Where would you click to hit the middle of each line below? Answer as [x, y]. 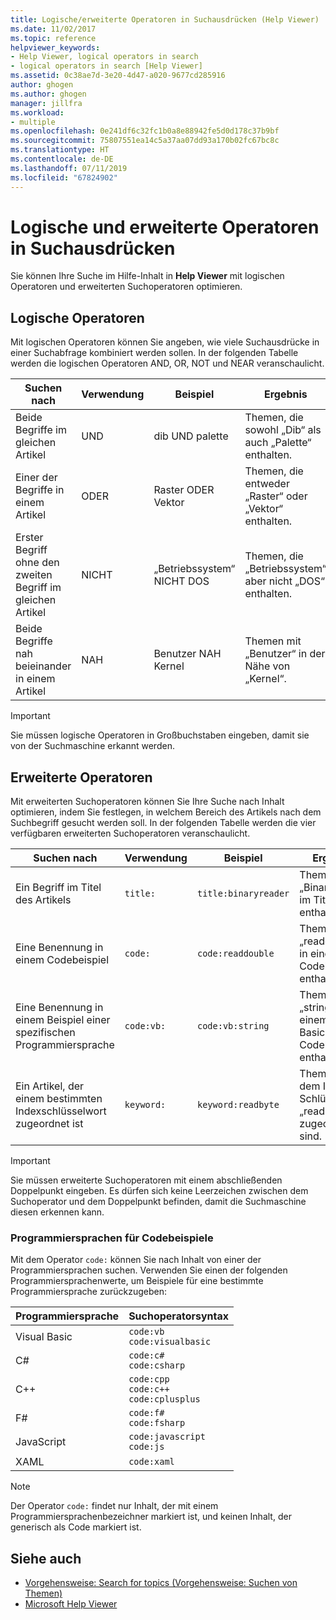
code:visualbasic [170, 1342]
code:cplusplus [164, 1399]
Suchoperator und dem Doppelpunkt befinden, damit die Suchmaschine [158, 1202]
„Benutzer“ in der [285, 654]
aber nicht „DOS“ [285, 581]
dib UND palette [191, 436]
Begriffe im [41, 430]
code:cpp [149, 1379]
